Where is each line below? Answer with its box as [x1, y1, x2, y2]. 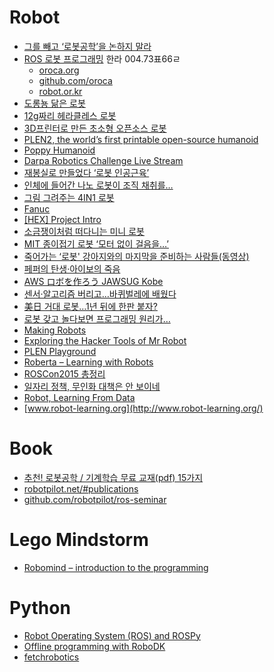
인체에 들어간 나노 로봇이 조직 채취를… [23, 179, 174, 191]
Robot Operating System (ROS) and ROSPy [23, 629, 201, 641]
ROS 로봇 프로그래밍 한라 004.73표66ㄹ [23, 52, 181, 65]
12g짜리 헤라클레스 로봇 [23, 109, 117, 121]
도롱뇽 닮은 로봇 [23, 97, 86, 109]
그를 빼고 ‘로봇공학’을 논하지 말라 [23, 40, 152, 52]
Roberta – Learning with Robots [23, 356, 154, 368]
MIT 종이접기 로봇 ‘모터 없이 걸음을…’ [23, 237, 169, 250]
